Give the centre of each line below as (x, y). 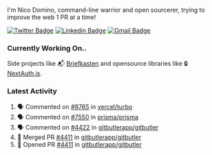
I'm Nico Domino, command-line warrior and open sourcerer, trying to (106, 10)
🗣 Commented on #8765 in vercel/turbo (75, 106)
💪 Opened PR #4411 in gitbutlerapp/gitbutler (79, 144)
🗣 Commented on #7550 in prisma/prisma (78, 117)
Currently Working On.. (47, 48)
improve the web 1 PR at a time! (52, 17)
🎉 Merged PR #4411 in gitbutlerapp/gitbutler (79, 137)
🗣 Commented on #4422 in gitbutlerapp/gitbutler (88, 127)
